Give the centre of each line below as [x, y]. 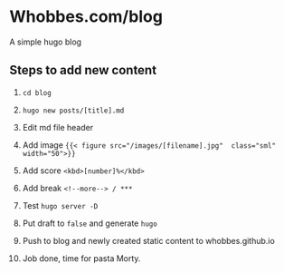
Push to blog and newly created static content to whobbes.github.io [149, 240]
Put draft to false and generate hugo [90, 223]
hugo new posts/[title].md [73, 111]
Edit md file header [57, 127]
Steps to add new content [83, 70]
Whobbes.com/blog [86, 17]
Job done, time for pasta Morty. [81, 258]
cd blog [37, 93]
